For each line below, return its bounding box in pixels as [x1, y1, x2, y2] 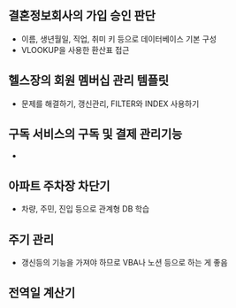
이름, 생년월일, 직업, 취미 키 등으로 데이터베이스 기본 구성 [20, 34, 217, 44]
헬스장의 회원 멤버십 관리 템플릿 [8, 73, 170, 89]
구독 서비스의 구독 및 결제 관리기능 [8, 127, 183, 142]
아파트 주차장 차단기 [8, 178, 110, 193]
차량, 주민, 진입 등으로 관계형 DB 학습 [20, 204, 150, 214]
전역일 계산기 [8, 286, 76, 301]
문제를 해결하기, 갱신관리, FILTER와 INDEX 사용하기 [20, 98, 200, 109]
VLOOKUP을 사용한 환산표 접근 [20, 44, 130, 55]
